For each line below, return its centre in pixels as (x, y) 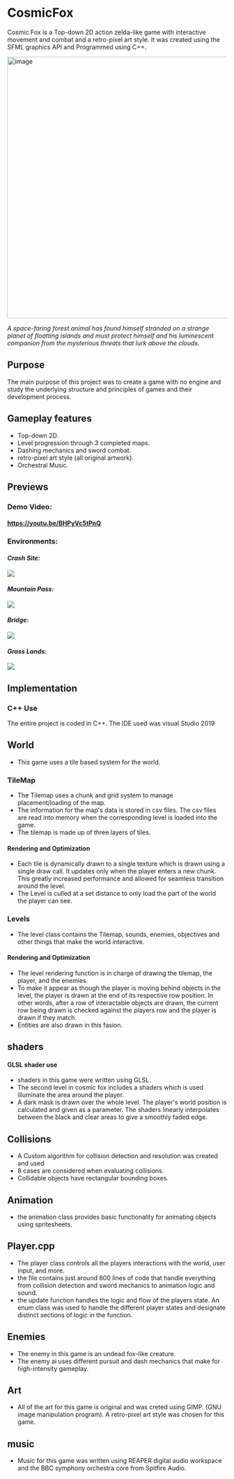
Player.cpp (31, 1246)
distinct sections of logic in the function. (75, 1315)
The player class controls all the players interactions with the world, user (121, 1263)
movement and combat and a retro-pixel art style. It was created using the (114, 39)
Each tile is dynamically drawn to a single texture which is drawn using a (121, 864)
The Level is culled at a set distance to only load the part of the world (117, 894)
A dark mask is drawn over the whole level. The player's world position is (122, 1102)
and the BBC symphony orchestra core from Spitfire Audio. (102, 1468)
